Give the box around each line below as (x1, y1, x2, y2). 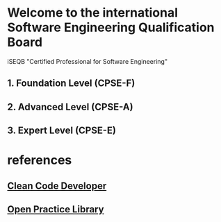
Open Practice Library (7, 203, 104, 216)
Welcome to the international (7, 5, 179, 21)
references (7, 153, 72, 168)
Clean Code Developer (7, 180, 107, 191)
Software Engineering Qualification (7, 19, 215, 35)
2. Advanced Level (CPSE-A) (7, 101, 133, 112)
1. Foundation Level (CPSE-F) (7, 78, 136, 89)
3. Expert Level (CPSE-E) (7, 125, 117, 137)
